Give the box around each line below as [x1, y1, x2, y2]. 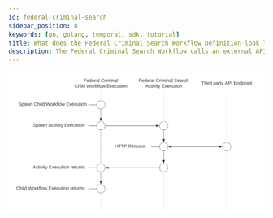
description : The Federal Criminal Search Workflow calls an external [8, 47, 253, 56]
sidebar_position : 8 [8, 21, 79, 30]
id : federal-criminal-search [8, 13, 107, 21]
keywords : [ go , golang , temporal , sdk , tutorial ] [8, 30, 180, 38]
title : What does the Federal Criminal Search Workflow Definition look [8, 39, 260, 47]
